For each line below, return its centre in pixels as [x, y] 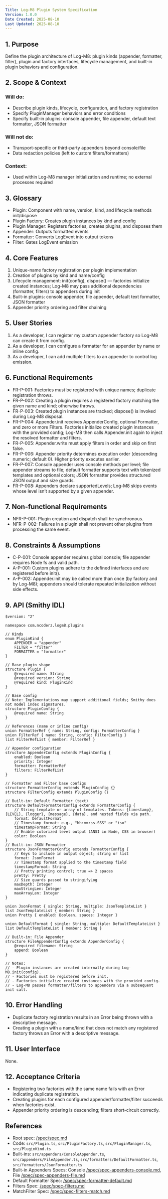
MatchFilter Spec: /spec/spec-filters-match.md [61, 1191]
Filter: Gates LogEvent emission [45, 242]
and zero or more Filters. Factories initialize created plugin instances [83, 427]
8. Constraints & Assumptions [53, 545]
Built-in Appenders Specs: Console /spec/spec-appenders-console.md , [87, 1170]
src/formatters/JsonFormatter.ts [47, 1165]
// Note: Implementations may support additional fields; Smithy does [80, 700]
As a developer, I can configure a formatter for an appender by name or [86, 346]
